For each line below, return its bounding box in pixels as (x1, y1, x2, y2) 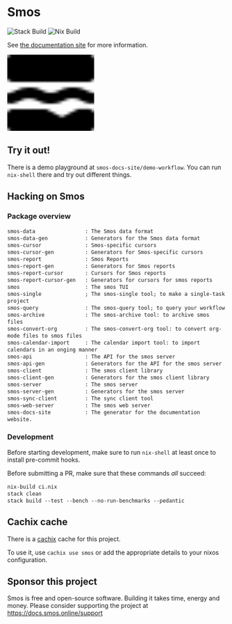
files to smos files (22, 332, 82, 340)
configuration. (7, 555, 47, 564)
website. (7, 416, 33, 423)
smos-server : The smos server (7, 381, 138, 389)
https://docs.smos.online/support (7, 609, 103, 617)
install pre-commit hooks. (7, 455, 81, 464)
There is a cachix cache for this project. (7, 534, 121, 543)
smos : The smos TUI (7, 283, 129, 291)
